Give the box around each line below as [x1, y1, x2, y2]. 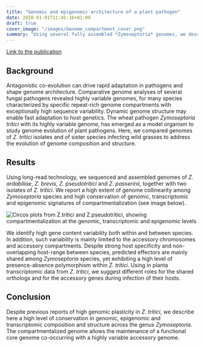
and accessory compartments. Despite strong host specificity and [6, 242, 172, 249]
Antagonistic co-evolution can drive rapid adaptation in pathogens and [6, 81, 183, 89]
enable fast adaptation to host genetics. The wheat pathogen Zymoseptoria [6, 113, 195, 121]
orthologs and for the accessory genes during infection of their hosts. [6, 274, 181, 281]
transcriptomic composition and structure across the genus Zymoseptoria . [6, 321, 192, 328]
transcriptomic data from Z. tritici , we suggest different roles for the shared [6, 268, 194, 275]
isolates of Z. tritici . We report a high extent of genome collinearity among [6, 186, 191, 194]
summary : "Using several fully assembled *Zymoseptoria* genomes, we [6, 32, 186, 38]
